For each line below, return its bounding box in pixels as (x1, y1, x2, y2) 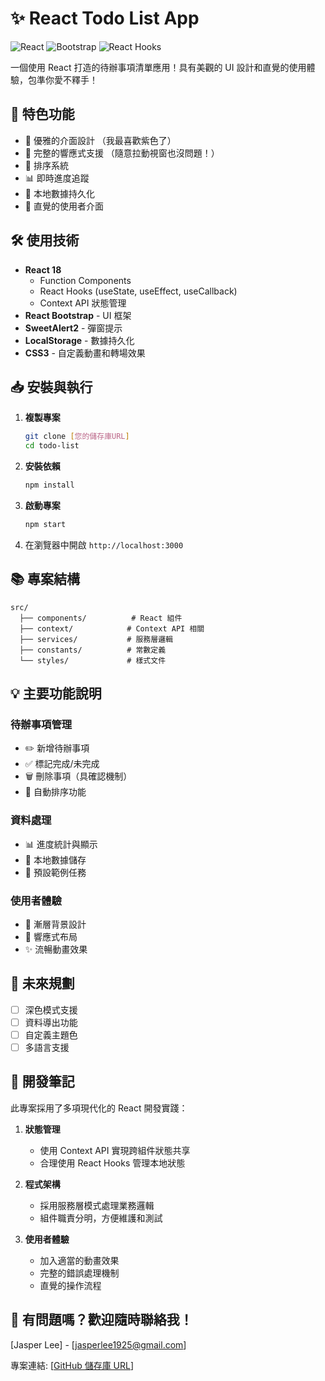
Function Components (39, 274, 132, 286)
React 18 (24, 263, 62, 276)
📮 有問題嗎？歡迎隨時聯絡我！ (10, 1312, 193, 1329)
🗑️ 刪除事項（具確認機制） (24, 770, 133, 782)
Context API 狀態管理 (39, 297, 127, 309)
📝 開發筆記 (10, 1073, 75, 1091)
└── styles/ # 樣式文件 (19, 655, 167, 666)
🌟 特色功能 (10, 106, 75, 123)
